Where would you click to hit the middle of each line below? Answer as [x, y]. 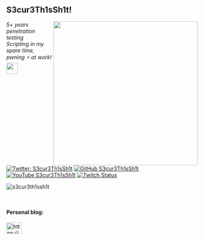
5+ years [18, 24]
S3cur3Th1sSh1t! [39, 10]
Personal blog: [25, 212]
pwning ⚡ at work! [29, 57]
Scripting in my [25, 44]
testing [15, 37]
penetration [21, 31]
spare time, [20, 50]
